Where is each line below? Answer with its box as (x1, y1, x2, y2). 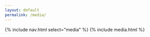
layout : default (5, 7, 39, 13)
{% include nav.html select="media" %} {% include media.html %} (5, 26, 145, 32)
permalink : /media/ (5, 12, 47, 17)
